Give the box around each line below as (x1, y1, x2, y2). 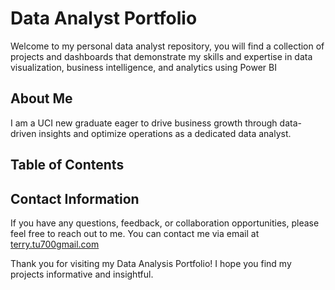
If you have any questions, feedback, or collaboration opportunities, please (10, 217, 320, 229)
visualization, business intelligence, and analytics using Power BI (10, 61, 277, 73)
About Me (10, 90, 73, 107)
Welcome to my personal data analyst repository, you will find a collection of (10, 40, 325, 52)
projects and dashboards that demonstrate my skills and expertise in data (10, 50, 313, 62)
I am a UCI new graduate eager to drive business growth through (10, 117, 278, 129)
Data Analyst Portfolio (10, 7, 198, 30)
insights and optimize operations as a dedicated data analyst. (38, 127, 292, 139)
